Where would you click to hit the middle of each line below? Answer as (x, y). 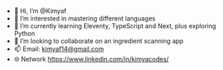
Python (24, 33)
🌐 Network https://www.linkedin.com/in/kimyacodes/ (91, 59)
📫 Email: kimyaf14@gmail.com (59, 49)
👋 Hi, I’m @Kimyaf (40, 11)
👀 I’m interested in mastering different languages (85, 18)
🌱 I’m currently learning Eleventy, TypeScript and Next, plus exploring (115, 26)
